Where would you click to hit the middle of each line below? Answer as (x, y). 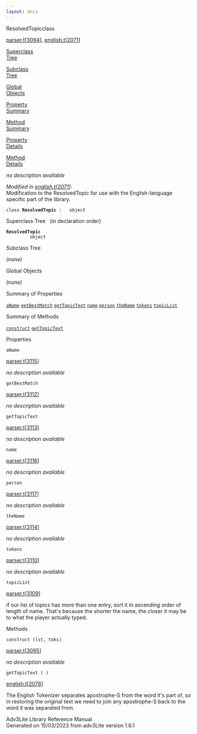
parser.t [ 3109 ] (23, 593)
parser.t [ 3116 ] (23, 460)
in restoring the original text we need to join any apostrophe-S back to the (96, 701)
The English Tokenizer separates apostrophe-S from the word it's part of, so (98, 695)
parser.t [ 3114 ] (23, 527)
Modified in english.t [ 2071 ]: (39, 186)
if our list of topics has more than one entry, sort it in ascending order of (94, 605)
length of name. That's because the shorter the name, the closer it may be (96, 611)
